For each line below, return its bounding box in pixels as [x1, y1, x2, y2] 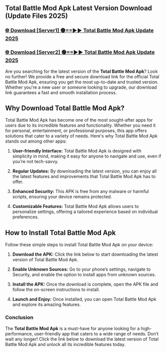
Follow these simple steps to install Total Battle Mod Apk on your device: [5, 242, 154, 248]
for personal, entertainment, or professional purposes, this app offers [5, 128, 147, 134]
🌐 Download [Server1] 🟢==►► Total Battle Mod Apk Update [5, 27, 154, 34]
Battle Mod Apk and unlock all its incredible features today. [5, 341, 126, 347]
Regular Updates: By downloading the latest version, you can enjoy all [12, 168, 157, 174]
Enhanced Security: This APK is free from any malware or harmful [12, 188, 149, 194]
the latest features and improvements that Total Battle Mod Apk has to [12, 174, 156, 179]
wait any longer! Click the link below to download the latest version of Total [5, 336, 159, 342]
